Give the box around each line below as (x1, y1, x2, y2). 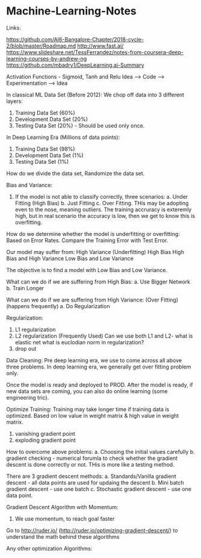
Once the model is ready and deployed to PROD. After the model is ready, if (6, 381, 193, 388)
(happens (6, 302, 30, 309)
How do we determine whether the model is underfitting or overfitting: (6, 230, 181, 237)
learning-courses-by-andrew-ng (6, 55, 87, 62)
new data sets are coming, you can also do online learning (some (6, 387, 168, 395)
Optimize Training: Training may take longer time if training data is (6, 405, 170, 413)
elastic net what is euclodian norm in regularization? (14, 338, 144, 346)
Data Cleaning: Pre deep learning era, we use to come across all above (6, 356, 182, 364)
